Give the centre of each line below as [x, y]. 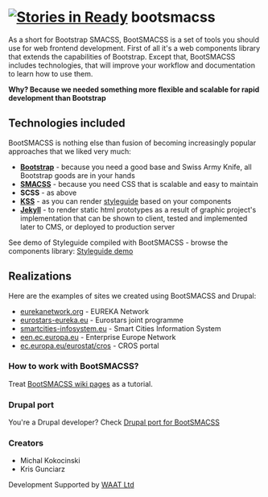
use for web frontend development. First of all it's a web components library [134, 48]
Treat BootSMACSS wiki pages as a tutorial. [80, 383]
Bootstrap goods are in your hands [77, 175]
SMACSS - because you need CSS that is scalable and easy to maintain [139, 184]
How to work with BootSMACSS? [74, 367]
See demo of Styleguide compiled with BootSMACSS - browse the [118, 242]
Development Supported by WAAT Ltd [71, 485]
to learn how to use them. [51, 73]
